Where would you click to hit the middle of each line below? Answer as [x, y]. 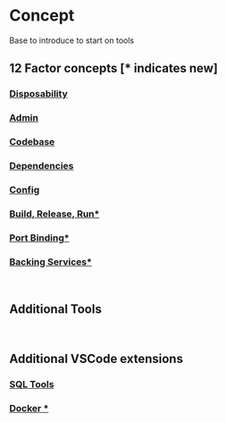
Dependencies [42, 166]
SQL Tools [32, 384]
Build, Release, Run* [54, 214]
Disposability [39, 94]
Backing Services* [50, 262]
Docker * [29, 409]
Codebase [32, 142]
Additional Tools [56, 309]
